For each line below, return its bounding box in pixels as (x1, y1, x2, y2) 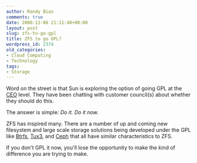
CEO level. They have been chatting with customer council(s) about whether (6, 91, 191, 98)
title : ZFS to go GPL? (6, 36, 62, 42)
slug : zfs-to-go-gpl (6, 31, 57, 36)
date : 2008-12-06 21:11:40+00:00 (6, 19, 88, 25)
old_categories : (6, 47, 46, 53)
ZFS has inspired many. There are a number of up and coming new (6, 120, 168, 127)
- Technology (6, 58, 38, 64)
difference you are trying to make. (6, 151, 88, 158)
